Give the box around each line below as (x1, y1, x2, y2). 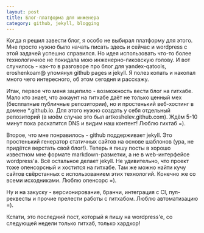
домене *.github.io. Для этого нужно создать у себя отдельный (6, 107, 171, 114)
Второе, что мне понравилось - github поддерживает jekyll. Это (6, 131, 172, 139)
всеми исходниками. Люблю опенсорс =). (6, 177, 117, 184)
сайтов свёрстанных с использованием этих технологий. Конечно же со (6, 170, 196, 178)
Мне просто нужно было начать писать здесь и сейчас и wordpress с (6, 43, 188, 50)
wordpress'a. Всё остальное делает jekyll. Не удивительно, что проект (6, 158, 189, 165)
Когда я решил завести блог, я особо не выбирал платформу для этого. (6, 37, 193, 44)
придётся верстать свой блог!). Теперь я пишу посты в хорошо (6, 144, 171, 152)
